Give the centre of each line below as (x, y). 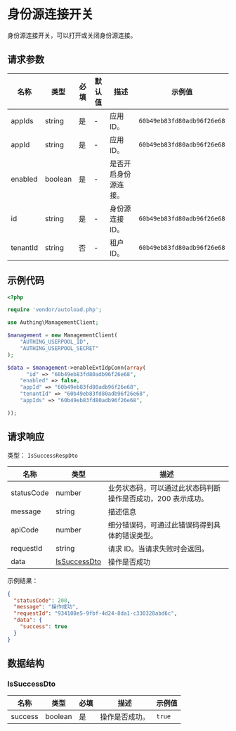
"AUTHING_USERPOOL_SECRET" (59, 348)
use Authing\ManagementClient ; (53, 323)
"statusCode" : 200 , (42, 600)
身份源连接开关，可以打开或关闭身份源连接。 (72, 35)
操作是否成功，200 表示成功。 (158, 499)
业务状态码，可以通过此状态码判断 (164, 488)
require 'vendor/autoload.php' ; (54, 310)
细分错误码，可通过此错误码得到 (161, 525)
